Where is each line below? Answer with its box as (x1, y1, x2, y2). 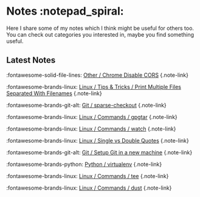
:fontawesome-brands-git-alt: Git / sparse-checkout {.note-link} (6, 101, 167, 109)
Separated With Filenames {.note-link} (6, 90, 102, 97)
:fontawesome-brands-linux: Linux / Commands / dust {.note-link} (6, 184, 172, 192)
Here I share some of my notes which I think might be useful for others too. (6, 24, 195, 32)
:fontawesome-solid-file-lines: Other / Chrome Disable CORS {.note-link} (6, 71, 189, 79)
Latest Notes (6, 55, 56, 65)
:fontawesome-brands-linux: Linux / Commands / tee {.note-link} (6, 172, 169, 179)
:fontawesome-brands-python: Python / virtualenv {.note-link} (6, 160, 162, 168)
